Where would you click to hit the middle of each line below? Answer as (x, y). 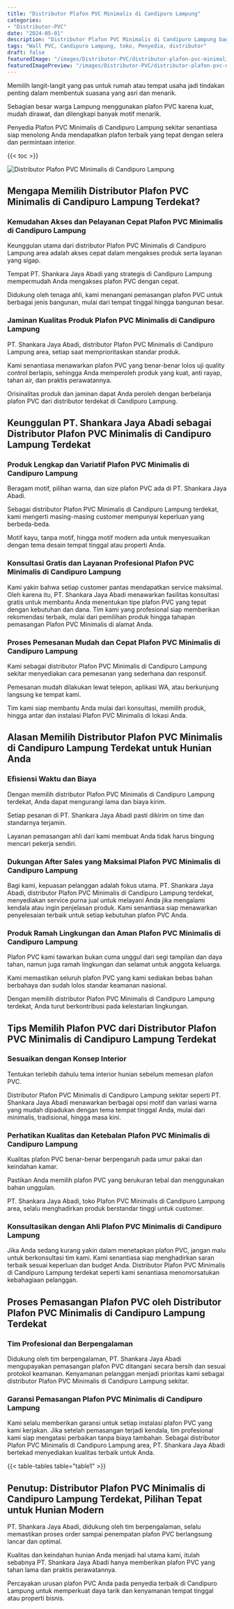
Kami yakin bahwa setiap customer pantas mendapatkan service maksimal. (115, 587)
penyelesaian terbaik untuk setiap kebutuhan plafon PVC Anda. (97, 915)
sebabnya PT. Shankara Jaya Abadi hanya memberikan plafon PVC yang (111, 1562)
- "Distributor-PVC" (37, 27)
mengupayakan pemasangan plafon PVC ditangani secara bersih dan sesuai (117, 1366)
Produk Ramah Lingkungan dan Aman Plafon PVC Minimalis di (114, 933)
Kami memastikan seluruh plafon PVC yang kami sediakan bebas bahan (110, 978)
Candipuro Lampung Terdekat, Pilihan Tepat (105, 1499)
